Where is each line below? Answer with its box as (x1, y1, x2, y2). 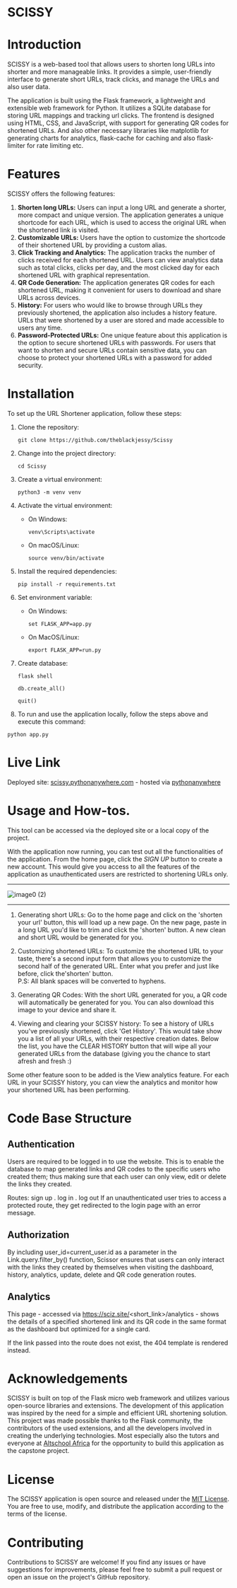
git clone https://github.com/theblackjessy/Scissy (17, 436, 173, 444)
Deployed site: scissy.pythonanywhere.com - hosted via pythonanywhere (7, 777, 221, 786)
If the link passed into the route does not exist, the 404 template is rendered (7, 1338, 229, 1347)
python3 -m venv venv (17, 489, 81, 496)
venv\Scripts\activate (28, 528, 95, 535)
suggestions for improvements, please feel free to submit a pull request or (7, 1565, 223, 1574)
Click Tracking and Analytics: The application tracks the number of (17, 248, 215, 257)
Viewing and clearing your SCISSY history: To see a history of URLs (17, 1019, 214, 1028)
